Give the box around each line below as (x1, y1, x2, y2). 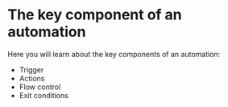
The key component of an (7, 6, 182, 24)
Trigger (19, 64, 44, 74)
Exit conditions (19, 90, 69, 100)
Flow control (19, 82, 61, 92)
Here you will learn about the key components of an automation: (7, 49, 221, 59)
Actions (19, 73, 45, 83)
